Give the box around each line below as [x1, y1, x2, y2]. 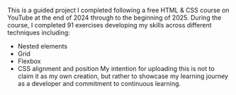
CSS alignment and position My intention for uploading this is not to [17, 65, 215, 72]
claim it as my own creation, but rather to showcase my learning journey [17, 72, 229, 80]
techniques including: [7, 28, 71, 37]
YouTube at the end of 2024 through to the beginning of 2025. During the [7, 13, 222, 22]
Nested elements [17, 42, 68, 50]
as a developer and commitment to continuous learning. [17, 80, 181, 87]
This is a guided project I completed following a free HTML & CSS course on [7, 6, 230, 14]
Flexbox [17, 57, 41, 65]
